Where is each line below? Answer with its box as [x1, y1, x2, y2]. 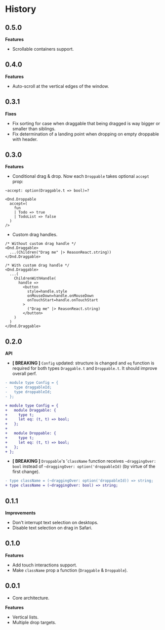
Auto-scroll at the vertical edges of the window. [12, 83, 110, 89]
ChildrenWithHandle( [14, 276, 56, 281]
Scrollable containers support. [12, 46, 74, 52]
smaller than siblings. [12, 126, 56, 132]
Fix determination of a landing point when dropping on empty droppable [12, 131, 159, 137]
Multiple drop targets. [12, 619, 57, 625]
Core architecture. [12, 595, 49, 601]
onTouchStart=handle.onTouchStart [27, 298, 98, 303]
